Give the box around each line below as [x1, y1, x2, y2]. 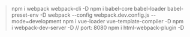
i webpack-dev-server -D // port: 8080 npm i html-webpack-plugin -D [11, 24, 185, 31]
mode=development [11, 18, 62, 24]
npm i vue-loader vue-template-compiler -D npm [62, 18, 184, 24]
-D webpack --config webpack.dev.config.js [40, 11, 150, 18]
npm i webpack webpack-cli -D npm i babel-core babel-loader [11, 5, 166, 12]
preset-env [11, 11, 39, 18]
